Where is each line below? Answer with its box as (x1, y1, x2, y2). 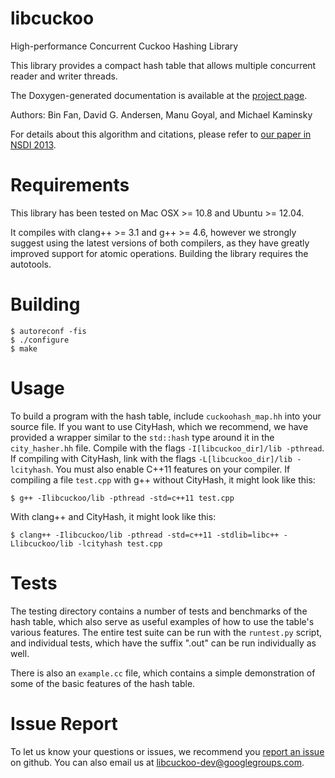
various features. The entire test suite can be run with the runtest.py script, (10, 626, 323, 638)
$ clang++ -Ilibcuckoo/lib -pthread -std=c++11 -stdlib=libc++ (10, 530, 280, 540)
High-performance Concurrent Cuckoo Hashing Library (10, 40, 239, 52)
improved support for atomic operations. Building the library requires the (10, 247, 309, 259)
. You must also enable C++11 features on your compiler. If (50, 463, 291, 475)
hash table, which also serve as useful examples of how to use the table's (10, 615, 315, 627)
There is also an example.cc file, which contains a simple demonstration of (10, 667, 316, 679)
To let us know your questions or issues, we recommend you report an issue (10, 745, 325, 757)
